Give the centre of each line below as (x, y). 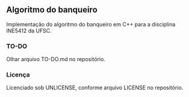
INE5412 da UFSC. (29, 31)
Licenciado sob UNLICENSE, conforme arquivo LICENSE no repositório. (95, 88)
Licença (18, 75)
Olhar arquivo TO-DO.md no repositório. (56, 59)
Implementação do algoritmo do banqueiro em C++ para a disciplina (91, 24)
